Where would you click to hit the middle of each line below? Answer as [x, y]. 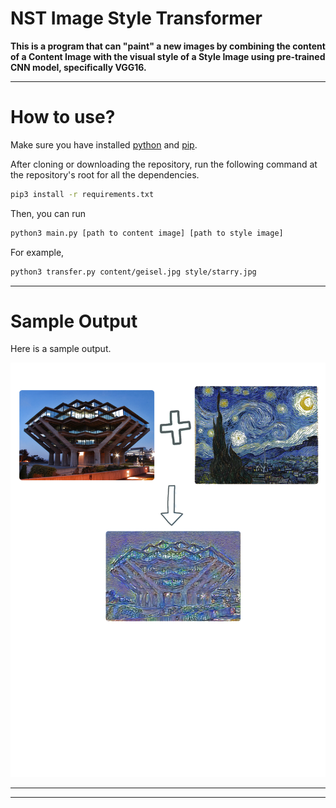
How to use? [63, 117]
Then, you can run [48, 213]
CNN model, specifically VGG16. [78, 67]
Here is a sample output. [61, 349]
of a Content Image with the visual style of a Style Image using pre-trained [168, 56]
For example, [37, 252]
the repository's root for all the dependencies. [105, 174]
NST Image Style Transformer [136, 18]
